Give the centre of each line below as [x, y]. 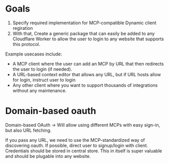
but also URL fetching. [28, 130]
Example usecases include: [34, 54]
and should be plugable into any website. [48, 156]
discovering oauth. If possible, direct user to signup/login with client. [77, 145]
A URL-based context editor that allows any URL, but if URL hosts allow [87, 74]
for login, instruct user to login [44, 80]
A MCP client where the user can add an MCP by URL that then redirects [88, 64]
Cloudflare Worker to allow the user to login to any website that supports [88, 39]
